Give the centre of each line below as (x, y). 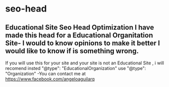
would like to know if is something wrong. (72, 51)
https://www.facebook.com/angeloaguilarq (50, 79)
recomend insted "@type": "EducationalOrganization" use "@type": (76, 68)
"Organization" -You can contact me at (46, 74)
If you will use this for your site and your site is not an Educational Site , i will (85, 63)
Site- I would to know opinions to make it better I (83, 43)
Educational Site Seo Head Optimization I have (80, 27)
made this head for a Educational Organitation (79, 35)
